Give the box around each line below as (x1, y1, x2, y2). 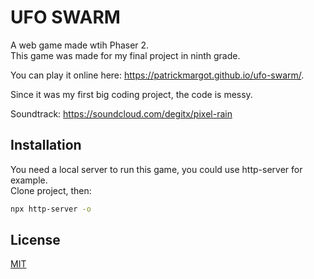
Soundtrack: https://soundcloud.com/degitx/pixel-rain (10, 107, 233, 120)
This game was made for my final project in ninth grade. (10, 49, 241, 61)
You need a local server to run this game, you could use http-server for (10, 163, 303, 175)
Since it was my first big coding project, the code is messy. (10, 88, 253, 100)
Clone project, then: (10, 184, 92, 196)
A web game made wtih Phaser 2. (10, 39, 150, 51)
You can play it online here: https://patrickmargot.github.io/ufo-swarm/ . (10, 69, 305, 81)
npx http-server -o (10, 204, 92, 214)
